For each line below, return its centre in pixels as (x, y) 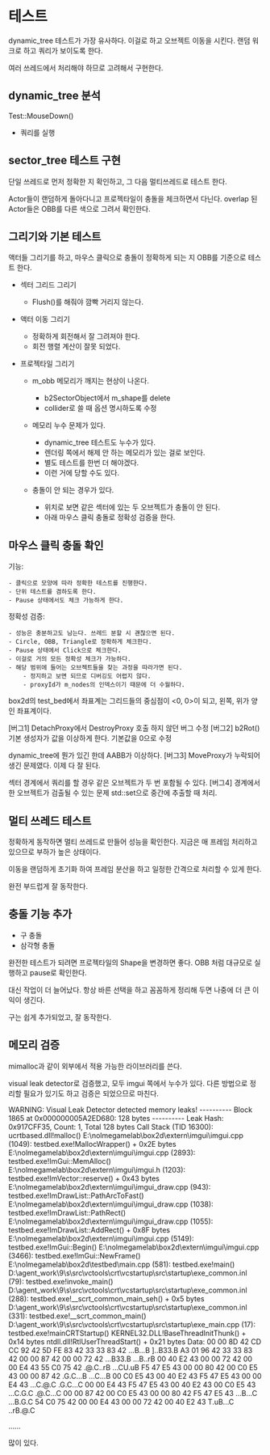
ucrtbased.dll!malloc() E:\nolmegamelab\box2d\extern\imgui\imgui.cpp (126, 1135)
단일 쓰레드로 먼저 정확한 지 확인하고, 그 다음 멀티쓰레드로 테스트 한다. (118, 181)
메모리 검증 (34, 1045)
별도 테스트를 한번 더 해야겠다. (91, 463)
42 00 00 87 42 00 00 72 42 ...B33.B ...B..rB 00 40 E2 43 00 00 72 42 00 (130, 1359)
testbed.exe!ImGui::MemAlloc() (60, 1161)
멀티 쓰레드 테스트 (50, 821)
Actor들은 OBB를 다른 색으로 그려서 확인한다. (79, 209)
